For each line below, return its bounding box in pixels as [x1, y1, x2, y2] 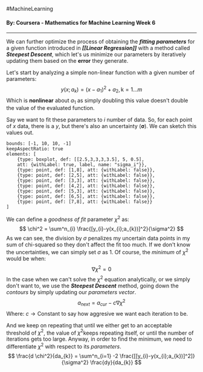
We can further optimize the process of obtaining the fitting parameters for [6, 38, 195, 45]
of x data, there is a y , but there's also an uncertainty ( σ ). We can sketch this [6, 123, 197, 130]
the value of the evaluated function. [6, 104, 95, 112]
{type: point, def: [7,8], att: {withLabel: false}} [17, 199, 153, 205]
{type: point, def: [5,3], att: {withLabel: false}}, [17, 188, 155, 194]
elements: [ [6, 151, 36, 158]
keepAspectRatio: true [6, 146, 63, 152]
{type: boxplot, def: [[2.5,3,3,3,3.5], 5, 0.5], [17, 156, 145, 162]
